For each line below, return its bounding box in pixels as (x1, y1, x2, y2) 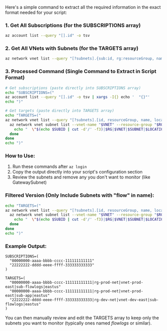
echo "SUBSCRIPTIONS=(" (5, 90, 55, 95)
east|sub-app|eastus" (5, 293, 50, 298)
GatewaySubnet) (12, 179, 47, 185)
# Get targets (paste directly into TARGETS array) (5, 108, 114, 113)
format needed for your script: (5, 9, 67, 15)
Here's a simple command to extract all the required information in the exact (5, 4, 161, 10)
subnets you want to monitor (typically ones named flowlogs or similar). (5, 320, 152, 326)
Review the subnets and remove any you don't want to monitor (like (12, 174, 151, 180)
